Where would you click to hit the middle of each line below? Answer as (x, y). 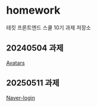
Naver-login (21, 97)
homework (33, 10)
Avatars (15, 62)
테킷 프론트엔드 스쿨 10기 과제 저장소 (48, 27)
